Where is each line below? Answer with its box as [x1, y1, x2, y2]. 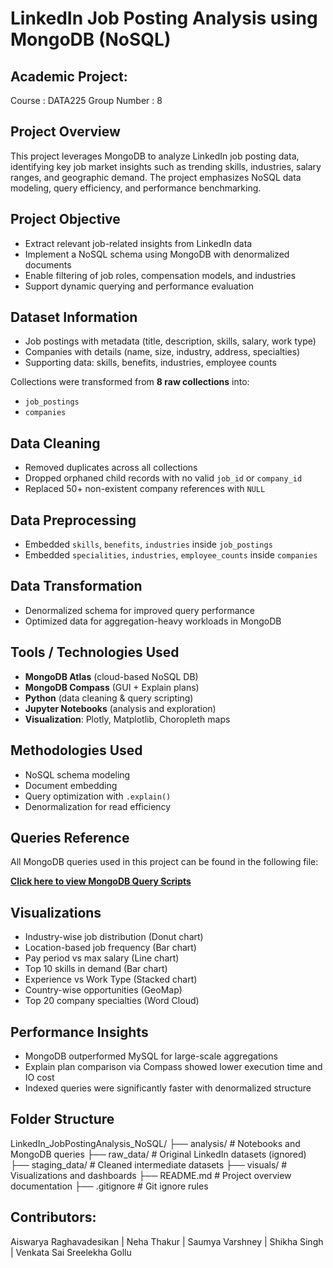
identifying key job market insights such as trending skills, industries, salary [10, 160, 322, 172]
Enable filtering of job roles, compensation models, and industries [24, 269, 297, 281]
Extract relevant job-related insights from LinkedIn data [24, 237, 253, 249]
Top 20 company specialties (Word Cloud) [24, 995, 200, 1007]
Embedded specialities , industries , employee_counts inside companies [24, 549, 318, 561]
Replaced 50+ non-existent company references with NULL [24, 483, 266, 495]
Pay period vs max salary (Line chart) [24, 952, 180, 964]
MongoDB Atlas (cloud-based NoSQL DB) [24, 670, 199, 682]
